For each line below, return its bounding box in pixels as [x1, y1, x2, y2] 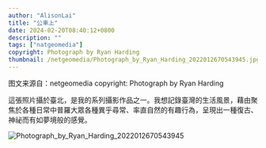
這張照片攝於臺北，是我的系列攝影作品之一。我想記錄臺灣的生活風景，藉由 [8, 95, 251, 104]
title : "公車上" [8, 19, 59, 27]
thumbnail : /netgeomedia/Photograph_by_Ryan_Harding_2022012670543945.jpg [8, 56, 260, 64]
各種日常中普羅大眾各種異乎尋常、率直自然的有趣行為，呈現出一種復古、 [21, 104, 258, 115]
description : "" [8, 33, 62, 42]
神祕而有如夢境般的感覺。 [8, 115, 92, 124]
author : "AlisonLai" [8, 11, 77, 20]
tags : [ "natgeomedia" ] [8, 41, 83, 49]
